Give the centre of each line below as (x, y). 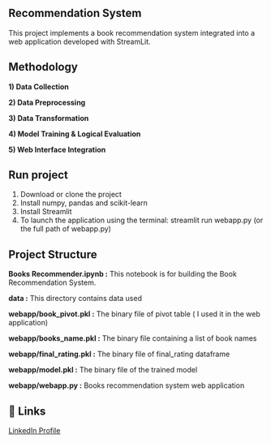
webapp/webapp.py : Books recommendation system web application (127, 385)
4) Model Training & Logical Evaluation (75, 134)
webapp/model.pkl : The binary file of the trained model (103, 370)
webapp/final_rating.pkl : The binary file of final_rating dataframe (119, 354)
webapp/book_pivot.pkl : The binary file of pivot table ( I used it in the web (135, 314)
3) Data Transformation (49, 118)
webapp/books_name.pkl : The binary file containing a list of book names (133, 338)
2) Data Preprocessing (47, 102)
